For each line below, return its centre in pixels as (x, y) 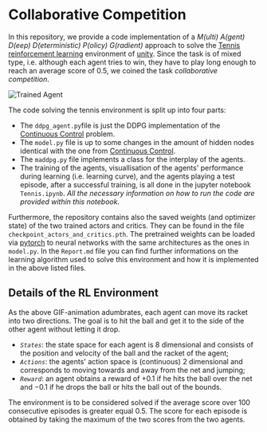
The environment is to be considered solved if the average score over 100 (130, 402)
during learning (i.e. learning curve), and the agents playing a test (127, 176)
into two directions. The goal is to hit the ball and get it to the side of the (126, 320)
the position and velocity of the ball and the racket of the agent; (124, 353)
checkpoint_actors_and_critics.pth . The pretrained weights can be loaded (132, 234)
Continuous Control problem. (67, 134)
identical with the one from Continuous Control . (98, 151)
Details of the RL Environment (84, 293)
